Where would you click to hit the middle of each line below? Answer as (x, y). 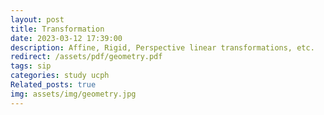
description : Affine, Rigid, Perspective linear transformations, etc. (162, 47)
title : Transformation (57, 29)
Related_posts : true (53, 85)
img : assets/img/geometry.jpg (73, 94)
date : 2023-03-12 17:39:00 (66, 38)
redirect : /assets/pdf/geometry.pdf (86, 57)
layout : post (37, 19)
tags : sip (31, 66)
